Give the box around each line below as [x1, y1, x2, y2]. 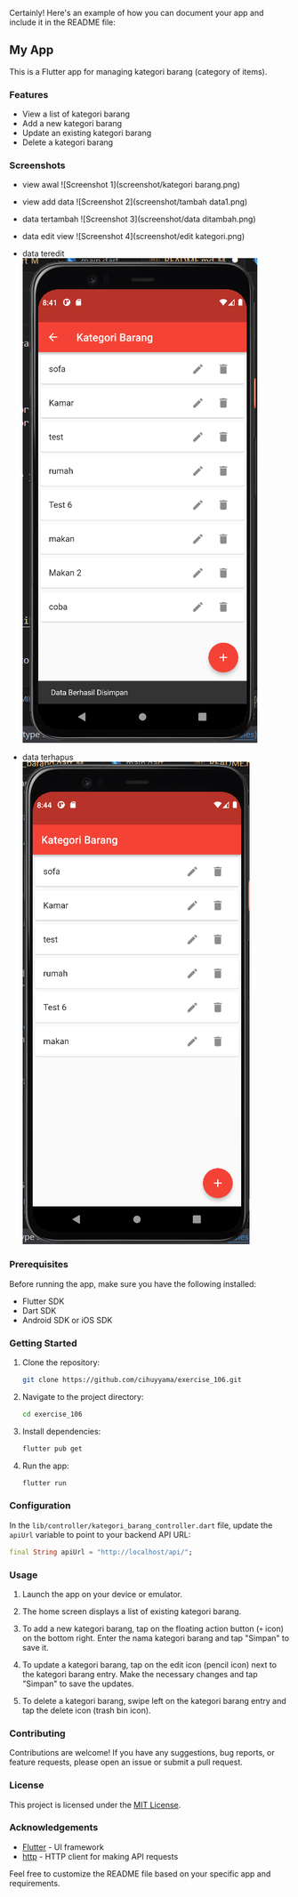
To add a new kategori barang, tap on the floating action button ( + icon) [21, 1623, 285, 1634]
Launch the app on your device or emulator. [21, 1588, 182, 1599]
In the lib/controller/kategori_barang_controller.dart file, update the [9, 1520, 273, 1531]
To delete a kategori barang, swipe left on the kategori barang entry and [21, 1695, 286, 1706]
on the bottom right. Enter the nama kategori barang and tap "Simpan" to [21, 1632, 290, 1644]
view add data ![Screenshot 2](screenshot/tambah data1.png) [21, 197, 248, 207]
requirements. [9, 1877, 60, 1888]
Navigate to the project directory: [21, 1391, 144, 1402]
